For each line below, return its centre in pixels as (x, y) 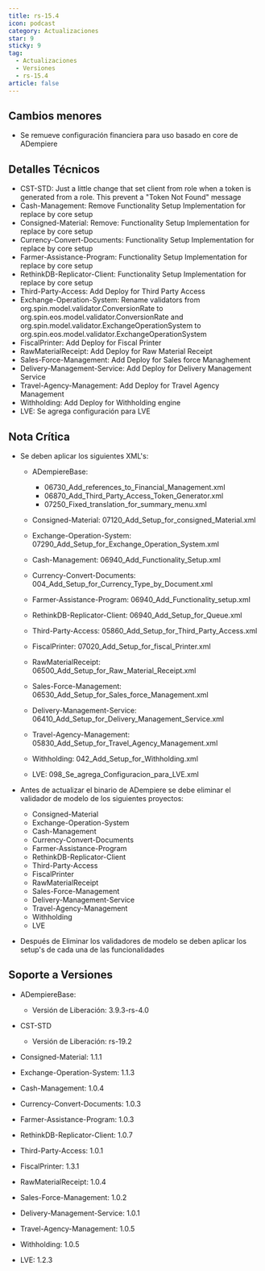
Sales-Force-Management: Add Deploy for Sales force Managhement (135, 360)
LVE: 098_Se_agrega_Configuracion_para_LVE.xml (115, 774)
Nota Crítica (39, 436)
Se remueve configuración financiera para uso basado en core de (129, 135)
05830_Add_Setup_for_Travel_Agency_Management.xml (125, 743)
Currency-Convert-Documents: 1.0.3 (80, 1103)
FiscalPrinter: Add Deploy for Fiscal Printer (91, 343)
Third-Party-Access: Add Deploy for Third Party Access (112, 292)
